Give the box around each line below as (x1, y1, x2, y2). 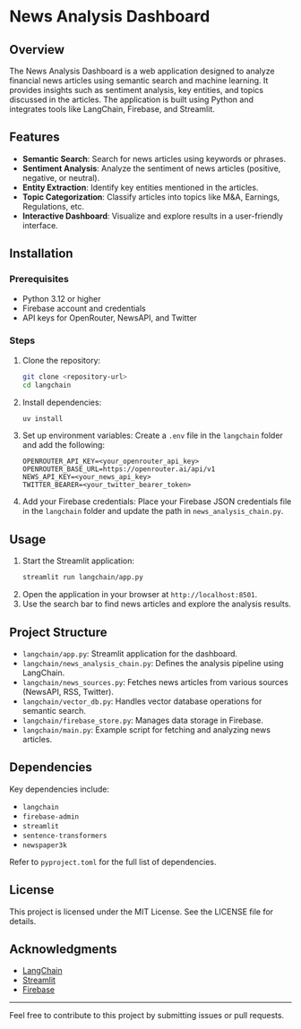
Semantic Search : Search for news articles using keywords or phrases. (21, 153, 287, 164)
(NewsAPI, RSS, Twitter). (21, 686, 115, 697)
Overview (9, 42, 65, 57)
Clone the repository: (21, 355, 101, 365)
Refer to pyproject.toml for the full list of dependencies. (9, 856, 217, 867)
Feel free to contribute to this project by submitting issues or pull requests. (9, 1010, 285, 1021)
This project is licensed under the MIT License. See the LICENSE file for (9, 906, 274, 917)
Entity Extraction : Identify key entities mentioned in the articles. (21, 182, 259, 193)
